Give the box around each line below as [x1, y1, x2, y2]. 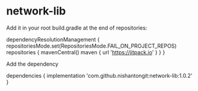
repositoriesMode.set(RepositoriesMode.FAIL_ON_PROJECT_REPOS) [6, 42, 177, 49]
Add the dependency [6, 60, 59, 67]
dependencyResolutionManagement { [6, 36, 101, 43]
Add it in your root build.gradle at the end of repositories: [6, 24, 147, 31]
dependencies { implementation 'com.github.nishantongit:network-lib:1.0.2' [6, 72, 193, 79]
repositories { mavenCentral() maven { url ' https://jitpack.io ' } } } [6, 48, 166, 55]
